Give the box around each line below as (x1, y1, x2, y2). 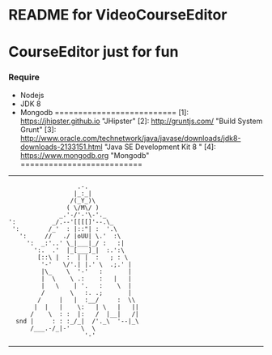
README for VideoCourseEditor (8, 6, 227, 24)
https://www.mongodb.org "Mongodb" (19, 150, 150, 160)
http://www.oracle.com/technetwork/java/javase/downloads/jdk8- (19, 133, 241, 143)
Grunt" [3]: (19, 124, 57, 135)
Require (8, 71, 40, 83)
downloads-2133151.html (19, 142, 103, 152)
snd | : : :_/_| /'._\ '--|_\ (15, 317, 139, 325)
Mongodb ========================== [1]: (19, 107, 189, 117)
